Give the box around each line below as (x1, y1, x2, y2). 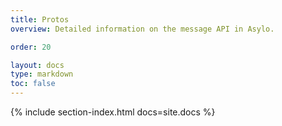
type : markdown (10, 69, 74, 80)
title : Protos (10, 14, 70, 25)
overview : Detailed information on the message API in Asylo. (10, 24, 275, 34)
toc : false (10, 79, 56, 89)
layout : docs (10, 60, 65, 70)
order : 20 (10, 42, 52, 52)
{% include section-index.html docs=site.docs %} (10, 106, 216, 118)
